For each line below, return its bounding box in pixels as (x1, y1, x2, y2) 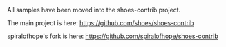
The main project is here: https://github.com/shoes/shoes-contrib (7, 19, 194, 27)
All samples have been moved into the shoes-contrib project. (7, 6, 181, 14)
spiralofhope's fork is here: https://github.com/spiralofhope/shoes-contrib (7, 32, 219, 40)
